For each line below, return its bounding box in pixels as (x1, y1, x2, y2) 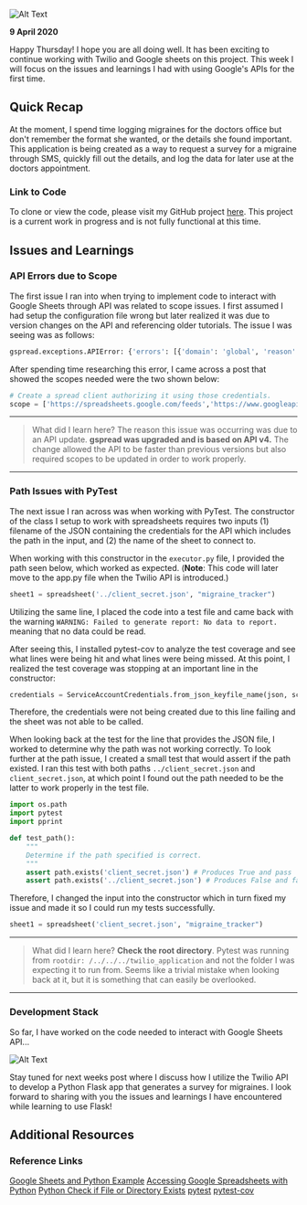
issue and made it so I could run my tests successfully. (9, 903, 216, 914)
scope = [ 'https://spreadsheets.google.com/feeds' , (9, 399, 210, 408)
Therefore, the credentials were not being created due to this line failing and (9, 706, 296, 717)
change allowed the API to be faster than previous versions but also (31, 444, 287, 455)
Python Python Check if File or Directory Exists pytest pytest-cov (9, 1185, 254, 1196)
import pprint (9, 818, 64, 827)
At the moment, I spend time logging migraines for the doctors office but (9, 123, 282, 134)
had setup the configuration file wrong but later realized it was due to (9, 310, 270, 321)
